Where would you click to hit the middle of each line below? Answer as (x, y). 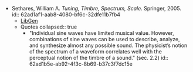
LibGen (29, 21)
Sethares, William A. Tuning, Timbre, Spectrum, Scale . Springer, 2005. (97, 8)
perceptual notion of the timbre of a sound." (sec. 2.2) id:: (99, 58)
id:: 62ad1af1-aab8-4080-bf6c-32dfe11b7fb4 (66, 15)
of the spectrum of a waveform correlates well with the (96, 51)
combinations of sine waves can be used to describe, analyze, (104, 39)
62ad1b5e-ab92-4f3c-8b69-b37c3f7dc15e (81, 64)
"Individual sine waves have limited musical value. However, (101, 33)
